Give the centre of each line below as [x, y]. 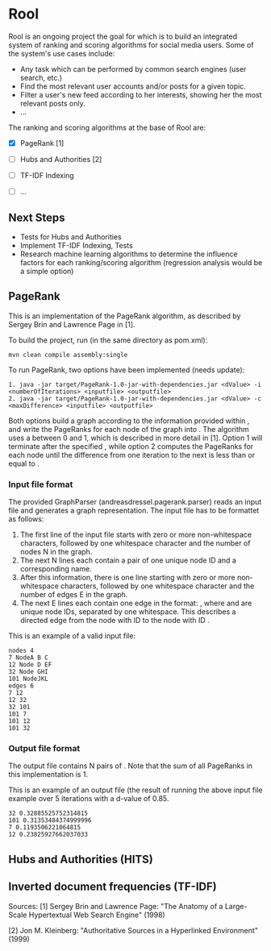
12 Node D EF [30, 665]
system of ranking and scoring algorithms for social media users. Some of [131, 44]
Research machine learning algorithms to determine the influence [129, 254]
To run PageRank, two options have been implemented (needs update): [127, 370]
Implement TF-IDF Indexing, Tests [76, 245]
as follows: [26, 519]
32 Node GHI [28, 672]
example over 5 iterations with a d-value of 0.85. [89, 799]
